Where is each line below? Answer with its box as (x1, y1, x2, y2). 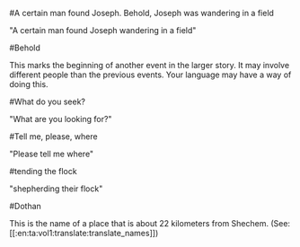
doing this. (9, 79, 49, 89)
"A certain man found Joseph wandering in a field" (9, 25, 197, 35)
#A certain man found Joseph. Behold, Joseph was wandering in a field (9, 8, 274, 18)
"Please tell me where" (9, 148, 94, 159)
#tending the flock (9, 166, 78, 176)
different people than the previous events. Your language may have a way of (9, 69, 292, 80)
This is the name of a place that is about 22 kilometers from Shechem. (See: (9, 218, 290, 228)
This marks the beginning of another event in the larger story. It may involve (9, 60, 290, 70)
